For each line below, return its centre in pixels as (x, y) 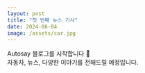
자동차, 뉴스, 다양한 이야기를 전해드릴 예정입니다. (73, 63)
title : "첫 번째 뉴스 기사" (43, 20)
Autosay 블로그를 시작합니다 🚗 (49, 54)
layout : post (26, 14)
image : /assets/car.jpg (42, 33)
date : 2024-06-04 (32, 26)
